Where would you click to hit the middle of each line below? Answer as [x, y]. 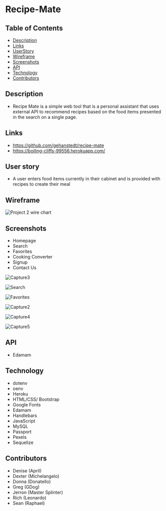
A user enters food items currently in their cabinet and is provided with [87, 179]
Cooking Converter [32, 257]
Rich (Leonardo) [29, 498]
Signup [20, 262]
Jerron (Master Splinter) [38, 492]
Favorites [22, 251]
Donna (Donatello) [32, 482]
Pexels [20, 437]
